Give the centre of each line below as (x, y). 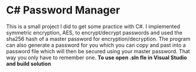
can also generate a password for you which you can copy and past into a (96, 45)
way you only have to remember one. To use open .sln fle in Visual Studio (97, 57)
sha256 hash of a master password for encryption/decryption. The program (98, 39)
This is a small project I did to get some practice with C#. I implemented (93, 26)
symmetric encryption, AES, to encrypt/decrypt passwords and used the (94, 32)
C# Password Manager (63, 10)
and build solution (29, 64)
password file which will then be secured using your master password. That (98, 51)
